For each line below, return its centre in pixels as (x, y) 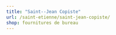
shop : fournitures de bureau (42, 23)
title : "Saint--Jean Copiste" (44, 12)
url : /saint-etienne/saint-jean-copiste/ (58, 17)
